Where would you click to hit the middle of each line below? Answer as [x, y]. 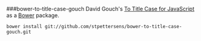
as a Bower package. [33, 15]
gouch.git [19, 32]
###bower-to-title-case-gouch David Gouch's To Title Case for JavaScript [100, 9]
